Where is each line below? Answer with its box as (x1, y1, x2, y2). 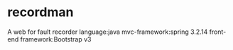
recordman (7, 4, 74, 20)
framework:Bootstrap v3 (20, 35, 92, 43)
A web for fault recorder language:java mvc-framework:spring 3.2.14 (7, 27, 208, 36)
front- (209, 27, 227, 36)
